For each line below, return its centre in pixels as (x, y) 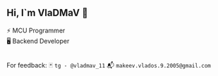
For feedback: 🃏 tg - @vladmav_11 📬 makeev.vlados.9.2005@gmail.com (109, 65)
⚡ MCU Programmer (36, 30)
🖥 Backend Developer (38, 41)
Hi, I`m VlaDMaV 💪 (48, 13)
